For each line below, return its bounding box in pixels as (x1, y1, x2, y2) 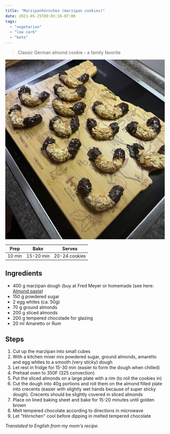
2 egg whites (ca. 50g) (12, 299, 60, 305)
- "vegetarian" (10, 24, 42, 29)
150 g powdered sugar (12, 293, 60, 299)
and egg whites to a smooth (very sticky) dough (12, 359, 113, 365)
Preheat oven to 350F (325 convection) (12, 370, 95, 376)
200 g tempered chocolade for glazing (12, 315, 93, 321)
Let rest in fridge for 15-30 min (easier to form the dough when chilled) (12, 365, 160, 371)
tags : (5, 19, 17, 24)
